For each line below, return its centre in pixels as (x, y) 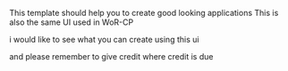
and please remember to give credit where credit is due (111, 56)
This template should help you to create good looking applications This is (144, 13)
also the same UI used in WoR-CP (72, 22)
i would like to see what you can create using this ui (104, 39)
